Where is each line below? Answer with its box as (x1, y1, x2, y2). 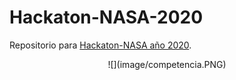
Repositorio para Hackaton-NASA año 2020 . (9, 39, 192, 51)
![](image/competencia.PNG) (107, 58, 227, 70)
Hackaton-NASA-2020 (9, 6, 204, 29)
